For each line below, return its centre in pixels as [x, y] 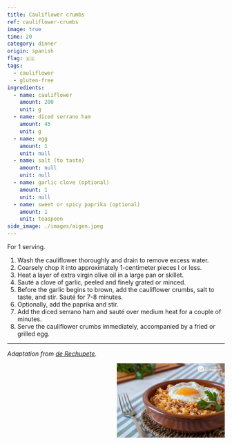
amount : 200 [37, 102]
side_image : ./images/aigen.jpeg [55, 226]
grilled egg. [33, 334]
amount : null [38, 168]
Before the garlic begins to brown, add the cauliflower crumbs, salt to [116, 290]
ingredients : [26, 88]
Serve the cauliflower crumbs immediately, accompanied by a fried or [116, 326]
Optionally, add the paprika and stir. [68, 304]
